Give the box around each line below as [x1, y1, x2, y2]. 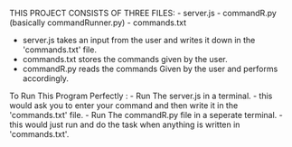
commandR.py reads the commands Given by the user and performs [22, 63, 278, 74]
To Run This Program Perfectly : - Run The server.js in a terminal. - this [9, 90, 273, 101]
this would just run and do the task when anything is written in [9, 119, 240, 130]
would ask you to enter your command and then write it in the [9, 100, 239, 111]
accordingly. [22, 73, 70, 84]
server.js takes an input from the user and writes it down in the [22, 35, 256, 45]
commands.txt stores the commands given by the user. [22, 54, 228, 64]
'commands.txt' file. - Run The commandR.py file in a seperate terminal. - [9, 110, 283, 120]
